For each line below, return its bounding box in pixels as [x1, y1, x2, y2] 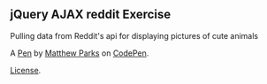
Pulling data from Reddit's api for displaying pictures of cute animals [10, 30, 259, 41]
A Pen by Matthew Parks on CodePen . [10, 48, 149, 58]
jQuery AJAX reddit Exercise [10, 7, 172, 22]
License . [10, 65, 42, 75]
